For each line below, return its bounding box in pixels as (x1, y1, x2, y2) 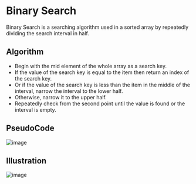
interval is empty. (14, 106, 57, 113)
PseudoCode (6, 123, 55, 133)
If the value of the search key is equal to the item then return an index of (14, 69, 190, 76)
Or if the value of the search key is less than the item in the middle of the (14, 81, 191, 88)
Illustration (6, 156, 47, 166)
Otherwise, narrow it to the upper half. (14, 93, 107, 101)
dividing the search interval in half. (6, 29, 90, 36)
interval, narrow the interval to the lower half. (14, 87, 123, 95)
